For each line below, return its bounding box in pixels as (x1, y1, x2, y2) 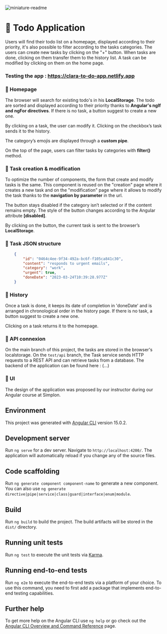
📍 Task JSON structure (5, 240, 61, 247)
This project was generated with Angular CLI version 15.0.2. (5, 420, 127, 426)
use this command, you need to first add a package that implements (5, 585, 145, 591)
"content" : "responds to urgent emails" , (23, 261, 110, 266)
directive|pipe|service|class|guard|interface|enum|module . (5, 491, 131, 497)
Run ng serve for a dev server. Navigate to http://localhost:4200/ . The (5, 447, 153, 453)
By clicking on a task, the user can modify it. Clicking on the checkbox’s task (5, 123, 162, 129)
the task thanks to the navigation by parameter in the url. (5, 192, 123, 198)
